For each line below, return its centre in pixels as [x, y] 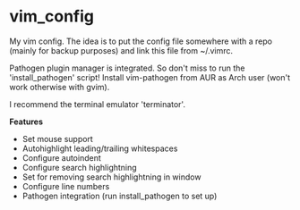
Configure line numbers [66, 186]
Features [26, 122]
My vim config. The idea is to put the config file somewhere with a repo [141, 41]
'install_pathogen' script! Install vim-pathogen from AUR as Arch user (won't [150, 77]
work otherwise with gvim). [60, 87]
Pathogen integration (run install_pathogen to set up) [120, 196]
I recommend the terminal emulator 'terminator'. [98, 104]
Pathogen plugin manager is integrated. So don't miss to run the [127, 68]
